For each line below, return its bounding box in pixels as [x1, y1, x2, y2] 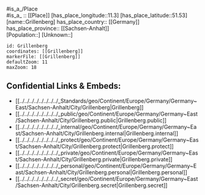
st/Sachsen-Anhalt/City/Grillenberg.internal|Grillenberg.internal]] [15, 130, 179, 137]
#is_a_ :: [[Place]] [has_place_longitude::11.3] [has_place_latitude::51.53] [6, 12, 188, 19]
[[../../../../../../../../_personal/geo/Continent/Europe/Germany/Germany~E [15, 162, 197, 169]
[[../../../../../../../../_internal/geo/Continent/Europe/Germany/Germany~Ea [15, 123, 197, 130]
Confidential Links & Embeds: [6, 81, 121, 91]
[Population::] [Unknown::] [6, 31, 73, 39]
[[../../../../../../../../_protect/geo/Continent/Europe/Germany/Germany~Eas [15, 136, 199, 143]
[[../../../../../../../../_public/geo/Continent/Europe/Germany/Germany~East [15, 110, 198, 117]
